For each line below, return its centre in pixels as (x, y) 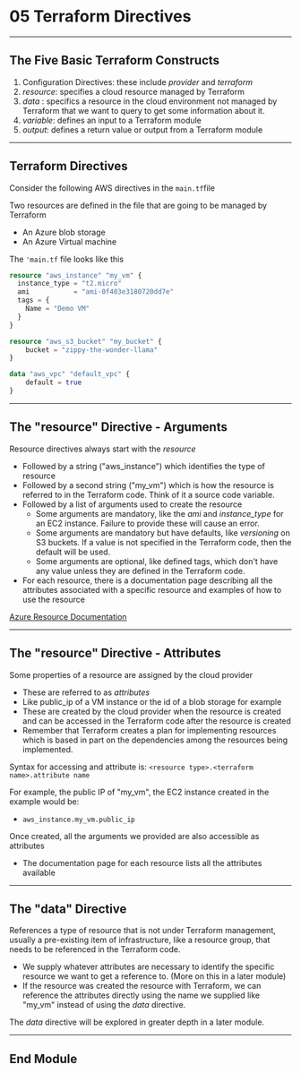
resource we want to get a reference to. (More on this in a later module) (154, 976)
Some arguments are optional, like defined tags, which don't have (157, 561)
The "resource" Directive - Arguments (119, 427)
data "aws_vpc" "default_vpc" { (69, 374)
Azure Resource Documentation (68, 616)
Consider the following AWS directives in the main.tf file (112, 188)
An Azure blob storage (64, 232)
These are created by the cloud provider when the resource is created (152, 711)
